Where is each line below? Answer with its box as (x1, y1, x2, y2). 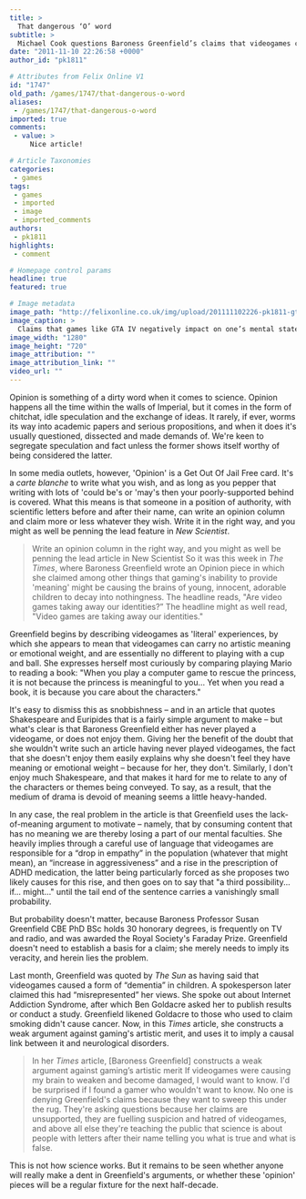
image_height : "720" (9, 341, 88, 351)
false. (31, 1142, 53, 1153)
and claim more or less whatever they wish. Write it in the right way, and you (9, 515, 296, 526)
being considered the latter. (9, 450, 113, 461)
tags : (9, 181, 30, 191)
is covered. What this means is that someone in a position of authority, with (9, 496, 291, 507)
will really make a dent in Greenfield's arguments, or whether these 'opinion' (9, 1169, 296, 1180)
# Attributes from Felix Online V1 (9, 72, 145, 82)
